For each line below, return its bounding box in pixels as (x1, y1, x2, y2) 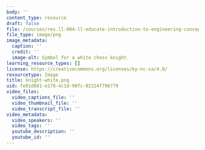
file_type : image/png (6, 32, 62, 38)
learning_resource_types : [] (6, 60, 81, 66)
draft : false (6, 20, 40, 26)
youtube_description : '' (12, 129, 75, 135)
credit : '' (12, 49, 40, 55)
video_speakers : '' (12, 117, 62, 123)
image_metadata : (6, 37, 48, 43)
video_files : (6, 89, 40, 95)
